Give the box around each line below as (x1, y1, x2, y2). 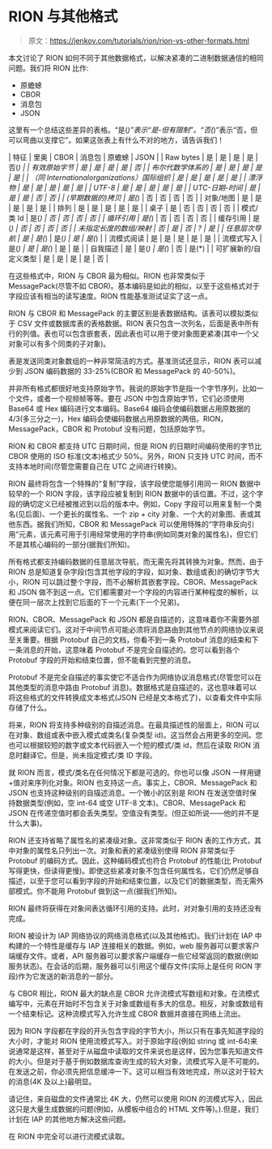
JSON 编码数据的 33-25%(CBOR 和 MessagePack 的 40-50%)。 (23, 366, 240, 375)
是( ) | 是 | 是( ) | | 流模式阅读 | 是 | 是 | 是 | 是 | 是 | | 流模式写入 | (53, 233, 262, 243)
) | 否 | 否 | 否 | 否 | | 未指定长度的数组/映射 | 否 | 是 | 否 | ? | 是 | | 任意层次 (11, 223, 255, 233)
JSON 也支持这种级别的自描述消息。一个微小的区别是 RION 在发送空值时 (8, 787, 250, 797)
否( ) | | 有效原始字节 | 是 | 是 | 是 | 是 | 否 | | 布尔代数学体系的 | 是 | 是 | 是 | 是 (8, 162, 263, 172)
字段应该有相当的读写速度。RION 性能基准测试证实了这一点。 (8, 291, 212, 301)
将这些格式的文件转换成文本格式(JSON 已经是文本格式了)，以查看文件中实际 (8, 692, 262, 702)
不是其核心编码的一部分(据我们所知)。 (8, 539, 135, 549)
